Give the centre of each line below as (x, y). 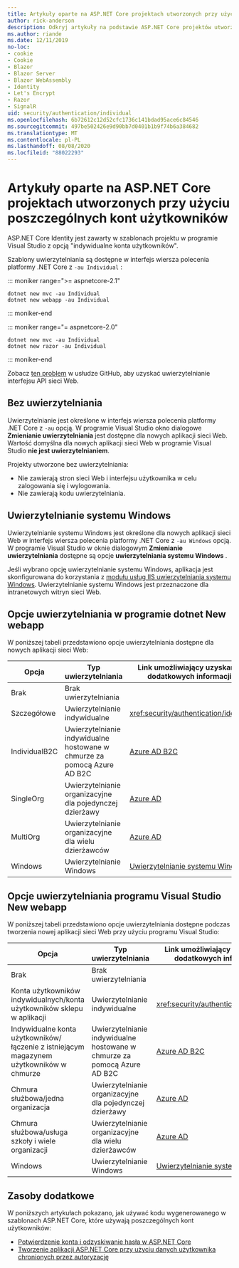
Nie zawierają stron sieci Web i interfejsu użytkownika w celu (107, 478)
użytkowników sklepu (47, 1009)
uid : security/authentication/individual (70, 113)
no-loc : (19, 47)
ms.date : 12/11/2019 (38, 41)
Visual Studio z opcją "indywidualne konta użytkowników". (93, 245)
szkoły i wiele (33, 1141)
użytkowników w (39, 1064)
